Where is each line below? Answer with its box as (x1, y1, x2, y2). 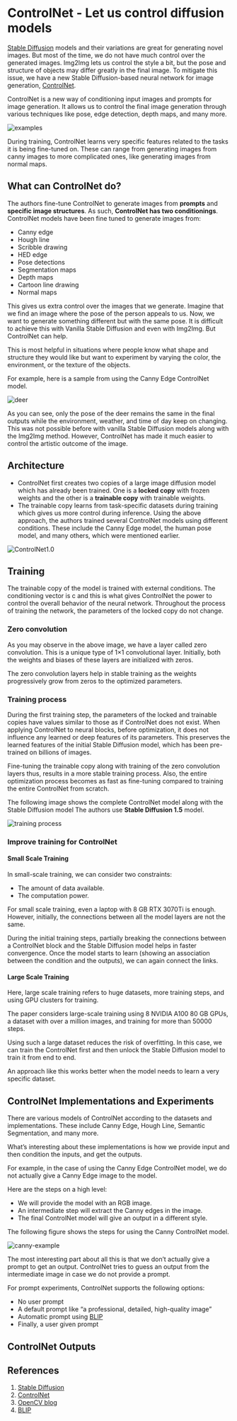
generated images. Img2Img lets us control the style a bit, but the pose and (7, 58, 226, 67)
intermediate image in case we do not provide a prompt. (7, 1270, 171, 1279)
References (7, 1364, 59, 1376)
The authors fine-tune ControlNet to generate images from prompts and (7, 199, 218, 207)
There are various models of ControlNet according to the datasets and (7, 1114, 212, 1122)
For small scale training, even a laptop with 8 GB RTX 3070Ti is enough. (7, 905, 216, 914)
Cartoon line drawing (17, 280, 79, 289)
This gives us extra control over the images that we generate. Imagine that (7, 301, 224, 310)
